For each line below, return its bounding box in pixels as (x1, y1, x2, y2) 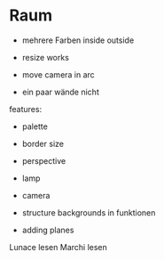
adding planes (21, 224, 74, 235)
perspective (21, 155, 66, 166)
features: (9, 103, 43, 114)
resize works (21, 52, 69, 62)
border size (21, 138, 65, 149)
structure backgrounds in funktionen (21, 207, 156, 218)
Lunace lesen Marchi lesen (9, 241, 108, 252)
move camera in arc (21, 69, 95, 80)
